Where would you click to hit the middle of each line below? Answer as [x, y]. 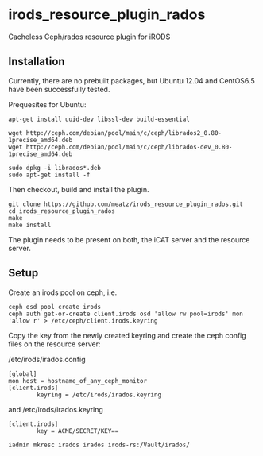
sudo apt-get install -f [49, 175]
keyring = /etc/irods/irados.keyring [99, 395]
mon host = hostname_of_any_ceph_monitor [78, 381]
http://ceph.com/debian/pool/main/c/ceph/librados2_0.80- [124, 133]
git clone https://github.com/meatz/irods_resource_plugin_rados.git [126, 204]
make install [30, 225]
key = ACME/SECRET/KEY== [78, 431]
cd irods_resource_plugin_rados [62, 211]
